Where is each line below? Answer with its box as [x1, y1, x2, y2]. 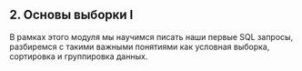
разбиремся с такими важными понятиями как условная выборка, [9, 41, 270, 52]
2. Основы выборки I [9, 7, 134, 23]
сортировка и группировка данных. [9, 50, 148, 62]
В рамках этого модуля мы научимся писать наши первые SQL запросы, [9, 31, 294, 42]
